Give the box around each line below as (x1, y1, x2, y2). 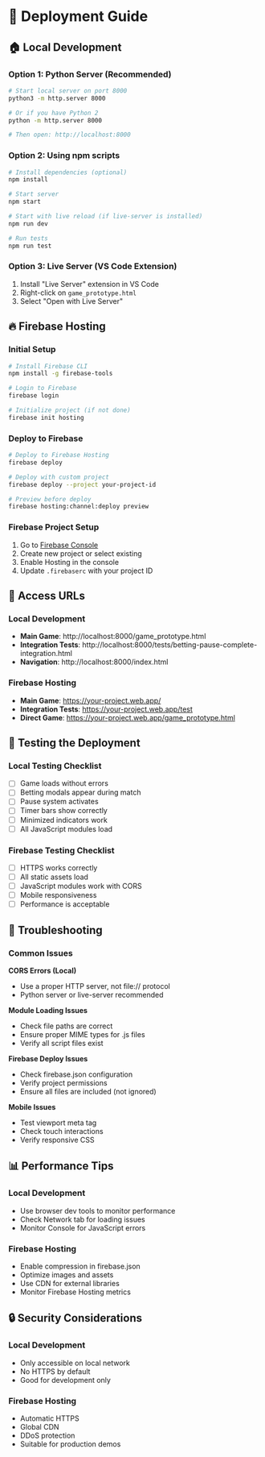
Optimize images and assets (19, 1269, 114, 1280)
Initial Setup (8, 344, 56, 355)
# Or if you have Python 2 (8, 109, 99, 117)
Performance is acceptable (19, 899, 110, 909)
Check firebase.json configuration (19, 1069, 133, 1079)
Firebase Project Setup (8, 521, 100, 533)
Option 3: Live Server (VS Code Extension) (8, 261, 177, 272)
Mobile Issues (8, 1102, 56, 1111)
